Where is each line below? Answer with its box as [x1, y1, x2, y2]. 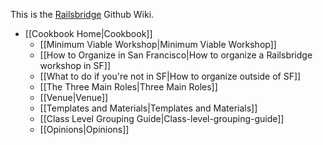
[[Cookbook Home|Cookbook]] [24, 28, 153, 39]
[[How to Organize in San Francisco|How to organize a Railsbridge [39, 49, 313, 61]
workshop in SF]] [39, 60, 111, 71]
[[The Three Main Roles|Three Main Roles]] [39, 81, 218, 93]
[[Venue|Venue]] [39, 92, 109, 103]
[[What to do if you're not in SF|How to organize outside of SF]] [39, 70, 302, 82]
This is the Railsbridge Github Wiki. [10, 9, 155, 20]
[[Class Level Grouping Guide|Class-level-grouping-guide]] [39, 113, 285, 124]
